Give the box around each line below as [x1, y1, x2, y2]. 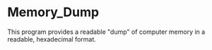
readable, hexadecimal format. [7, 35, 97, 43]
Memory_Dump [7, 4, 100, 20]
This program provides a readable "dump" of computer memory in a [7, 27, 206, 36]
